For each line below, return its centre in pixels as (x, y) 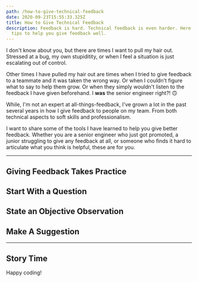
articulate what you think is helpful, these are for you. (71, 147)
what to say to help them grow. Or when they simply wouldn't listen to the (95, 87)
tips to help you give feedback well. (59, 34)
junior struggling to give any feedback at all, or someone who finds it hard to (99, 141)
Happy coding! (24, 273)
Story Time (27, 258)
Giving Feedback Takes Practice (66, 171)
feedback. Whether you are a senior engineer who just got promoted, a (92, 135)
